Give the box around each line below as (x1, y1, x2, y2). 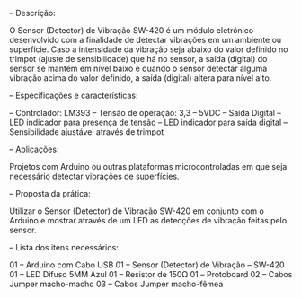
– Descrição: (9, 8, 56, 18)
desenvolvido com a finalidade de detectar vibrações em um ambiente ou (9, 35, 282, 45)
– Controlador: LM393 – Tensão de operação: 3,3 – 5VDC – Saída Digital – (9, 108, 281, 118)
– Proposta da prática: (9, 188, 92, 198)
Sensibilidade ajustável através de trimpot (9, 127, 164, 137)
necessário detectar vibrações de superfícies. (9, 171, 180, 181)
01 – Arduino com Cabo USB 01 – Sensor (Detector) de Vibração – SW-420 (9, 259, 285, 270)
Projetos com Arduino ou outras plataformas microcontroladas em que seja (9, 162, 288, 171)
